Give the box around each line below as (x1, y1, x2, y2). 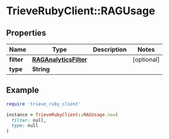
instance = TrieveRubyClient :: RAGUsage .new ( (6, 112, 118, 118)
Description (93, 46, 127, 53)
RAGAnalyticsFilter (32, 55, 87, 64)
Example (6, 85, 39, 96)
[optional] (132, 55, 160, 64)
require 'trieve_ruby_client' (6, 101, 82, 107)
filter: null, (11, 117, 46, 123)
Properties (6, 28, 46, 38)
